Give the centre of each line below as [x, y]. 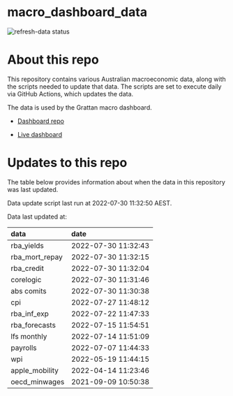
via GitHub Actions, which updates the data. [70, 94]
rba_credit [27, 268]
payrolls [24, 348]
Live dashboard [40, 134]
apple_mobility [35, 370]
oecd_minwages [38, 381]
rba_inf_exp [30, 314]
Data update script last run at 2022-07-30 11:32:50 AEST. [90, 203]
